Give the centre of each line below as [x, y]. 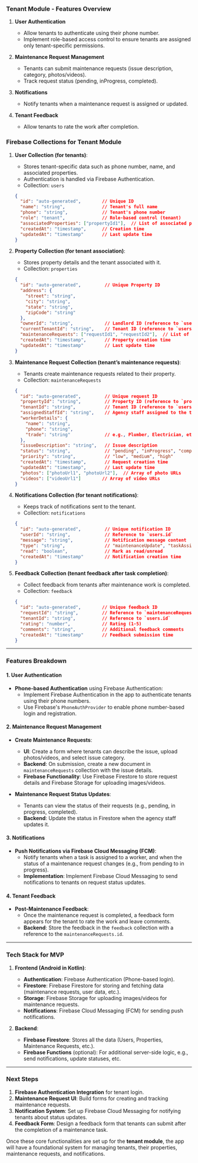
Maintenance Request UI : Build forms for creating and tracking [91, 1098]
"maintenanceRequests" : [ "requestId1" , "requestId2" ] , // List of [105, 335]
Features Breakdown [36, 661]
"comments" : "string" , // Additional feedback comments [102, 629]
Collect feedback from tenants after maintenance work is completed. [107, 585]
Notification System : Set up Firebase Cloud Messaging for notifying [98, 1110]
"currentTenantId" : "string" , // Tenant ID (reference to [97, 329]
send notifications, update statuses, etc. [72, 1059]
